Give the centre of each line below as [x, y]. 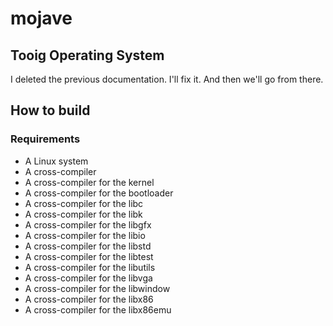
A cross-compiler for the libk [83, 214]
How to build [50, 110]
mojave [41, 18]
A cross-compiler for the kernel [89, 182]
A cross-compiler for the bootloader [99, 193]
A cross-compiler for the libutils [90, 267]
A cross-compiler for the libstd [88, 246]
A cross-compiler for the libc [84, 203]
